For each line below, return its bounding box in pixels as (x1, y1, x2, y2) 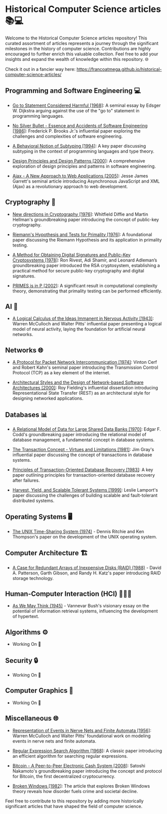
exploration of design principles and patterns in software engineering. (12, 163, 156, 169)
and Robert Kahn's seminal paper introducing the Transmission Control (12, 364, 159, 370)
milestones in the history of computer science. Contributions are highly (5, 45, 151, 51)
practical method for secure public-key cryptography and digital (12, 268, 145, 273)
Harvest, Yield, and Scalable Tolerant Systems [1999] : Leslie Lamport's (12, 487, 158, 493)
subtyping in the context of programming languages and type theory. (12, 148, 155, 154)
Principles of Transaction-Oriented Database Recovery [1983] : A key (12, 467, 154, 473)
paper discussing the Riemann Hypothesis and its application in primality (12, 237, 162, 243)
